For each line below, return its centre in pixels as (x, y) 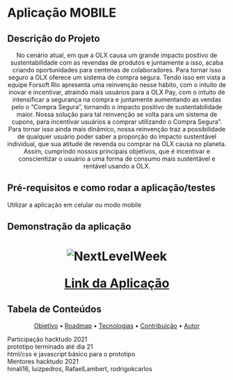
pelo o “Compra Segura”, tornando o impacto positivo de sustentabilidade (117, 107)
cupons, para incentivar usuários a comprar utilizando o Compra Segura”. (117, 122)
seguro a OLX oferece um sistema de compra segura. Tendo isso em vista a (117, 77)
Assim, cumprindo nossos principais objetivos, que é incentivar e (117, 151)
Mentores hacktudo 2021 (43, 362)
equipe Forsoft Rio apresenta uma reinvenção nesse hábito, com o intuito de (117, 85)
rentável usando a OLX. (117, 166)
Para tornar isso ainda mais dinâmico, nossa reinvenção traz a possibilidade (117, 129)
